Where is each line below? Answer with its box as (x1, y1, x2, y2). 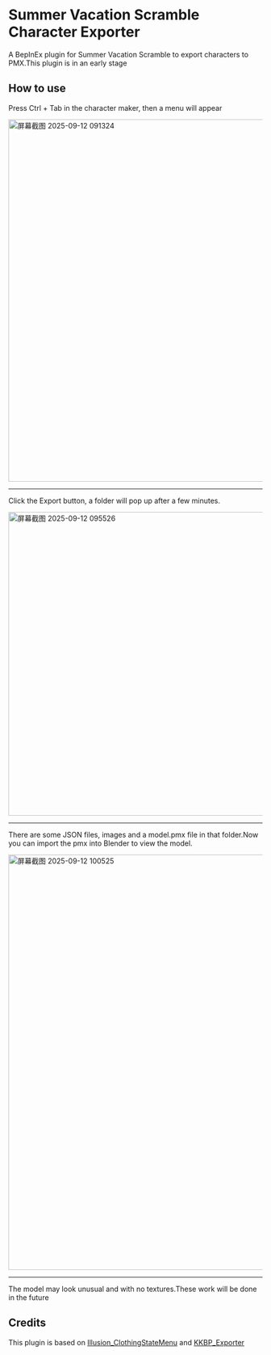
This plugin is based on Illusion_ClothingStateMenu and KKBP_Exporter (8, 1337, 244, 1347)
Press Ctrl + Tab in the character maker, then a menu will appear (8, 103, 223, 112)
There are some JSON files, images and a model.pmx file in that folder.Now (8, 829, 259, 839)
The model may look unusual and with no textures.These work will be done (8, 1284, 257, 1294)
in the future (8, 1292, 50, 1302)
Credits (8, 1316, 47, 1330)
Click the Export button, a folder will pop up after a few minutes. (8, 496, 220, 505)
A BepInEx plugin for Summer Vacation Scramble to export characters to (8, 49, 248, 59)
